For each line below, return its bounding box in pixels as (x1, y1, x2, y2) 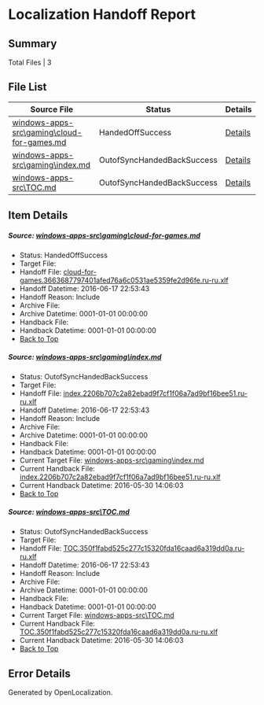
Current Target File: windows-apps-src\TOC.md (19, 611, 174, 620)
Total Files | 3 (8, 57, 52, 67)
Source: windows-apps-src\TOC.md (8, 507, 130, 516)
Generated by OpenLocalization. (8, 687, 113, 697)
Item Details (8, 209, 68, 222)
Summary (8, 37, 57, 50)
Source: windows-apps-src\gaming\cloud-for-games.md (8, 231, 201, 240)
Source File (30, 104, 74, 115)
